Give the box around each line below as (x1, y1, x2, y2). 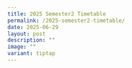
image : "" (7, 43, 37, 50)
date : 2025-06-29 (7, 23, 59, 30)
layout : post (7, 30, 46, 38)
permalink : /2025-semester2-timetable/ (7, 17, 126, 24)
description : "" (7, 37, 55, 44)
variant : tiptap (7, 50, 55, 57)
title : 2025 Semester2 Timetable (7, 10, 106, 18)
